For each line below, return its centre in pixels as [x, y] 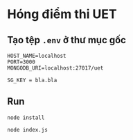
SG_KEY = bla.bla [32, 80]
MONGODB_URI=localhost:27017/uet [55, 68]
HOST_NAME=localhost [37, 56]
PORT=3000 [21, 62]
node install [26, 118]
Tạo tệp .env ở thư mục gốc [67, 40]
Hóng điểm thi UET [62, 14]
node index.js [28, 130]
